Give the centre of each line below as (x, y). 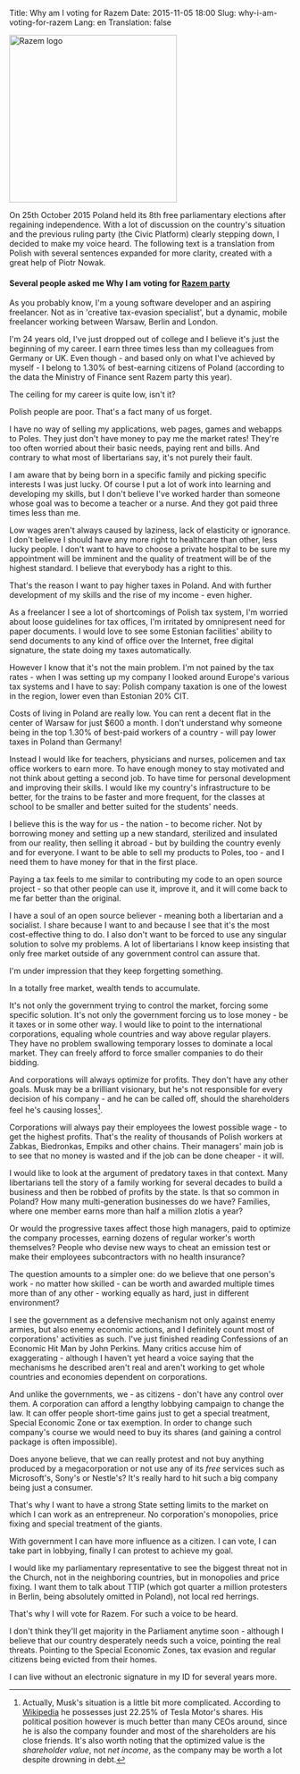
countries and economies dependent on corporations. (108, 1376)
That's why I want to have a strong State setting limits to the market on (139, 1504)
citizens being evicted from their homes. (83, 1659)
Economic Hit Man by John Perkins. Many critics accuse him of (125, 1348)
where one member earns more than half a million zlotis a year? (126, 1211)
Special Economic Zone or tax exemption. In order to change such (131, 1422)
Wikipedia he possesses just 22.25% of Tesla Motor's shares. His (142, 1711)
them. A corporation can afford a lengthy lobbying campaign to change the (147, 1403)
